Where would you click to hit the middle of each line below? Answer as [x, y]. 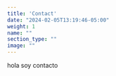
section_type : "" [32, 39]
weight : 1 [21, 26]
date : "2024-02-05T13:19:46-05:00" [58, 20]
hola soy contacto [33, 65]
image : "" [21, 46]
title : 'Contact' [32, 13]
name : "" [20, 33]
